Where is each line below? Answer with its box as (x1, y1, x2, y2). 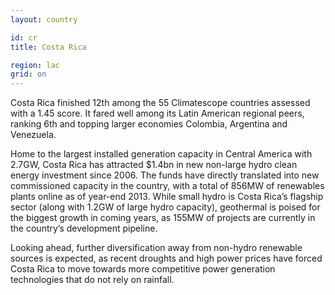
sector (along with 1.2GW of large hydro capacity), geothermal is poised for (10, 201, 321, 213)
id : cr (10, 32, 38, 43)
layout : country (10, 14, 78, 25)
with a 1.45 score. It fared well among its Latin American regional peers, (10, 107, 305, 120)
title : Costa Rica (10, 42, 87, 52)
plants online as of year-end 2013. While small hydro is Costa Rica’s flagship (10, 191, 324, 203)
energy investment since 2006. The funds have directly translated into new (10, 169, 320, 181)
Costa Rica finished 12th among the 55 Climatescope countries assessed (10, 97, 311, 109)
